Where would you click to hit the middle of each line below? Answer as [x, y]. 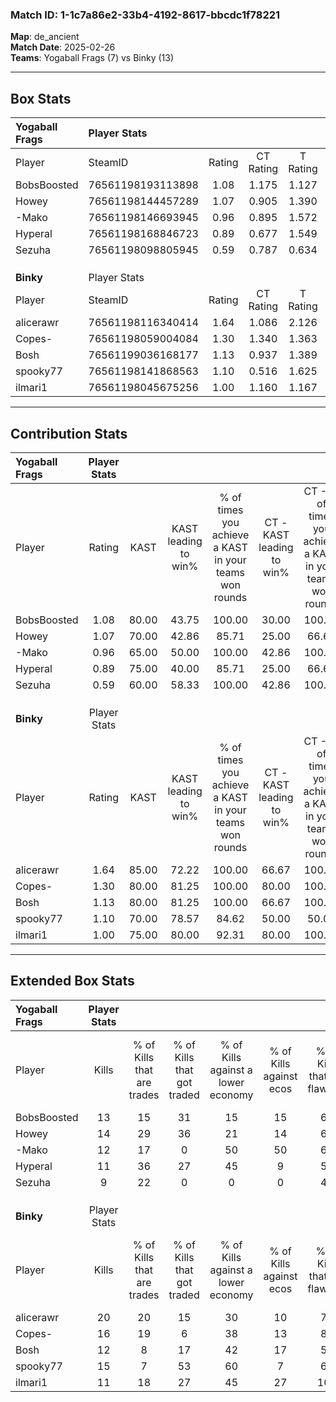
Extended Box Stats [72, 981]
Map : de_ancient [45, 37]
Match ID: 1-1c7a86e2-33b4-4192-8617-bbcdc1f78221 [145, 15]
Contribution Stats [69, 433]
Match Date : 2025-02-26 [63, 47]
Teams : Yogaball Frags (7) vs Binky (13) [92, 58]
